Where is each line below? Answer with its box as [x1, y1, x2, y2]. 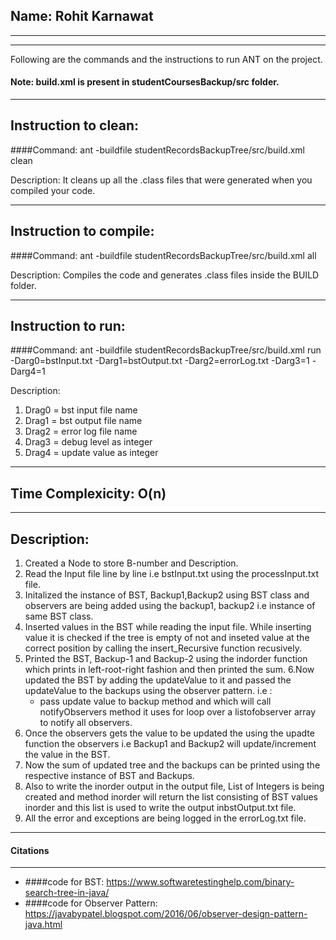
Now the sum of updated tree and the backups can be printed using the [24, 759, 321, 771]
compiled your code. [10, 184, 96, 196]
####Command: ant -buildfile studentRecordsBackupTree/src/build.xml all [10, 249, 317, 261]
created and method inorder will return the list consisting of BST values [24, 791, 318, 803]
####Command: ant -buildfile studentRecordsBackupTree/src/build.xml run [10, 344, 322, 356]
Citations [10, 844, 50, 856]
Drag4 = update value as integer [24, 447, 159, 459]
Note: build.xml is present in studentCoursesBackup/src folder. [10, 76, 280, 88]
